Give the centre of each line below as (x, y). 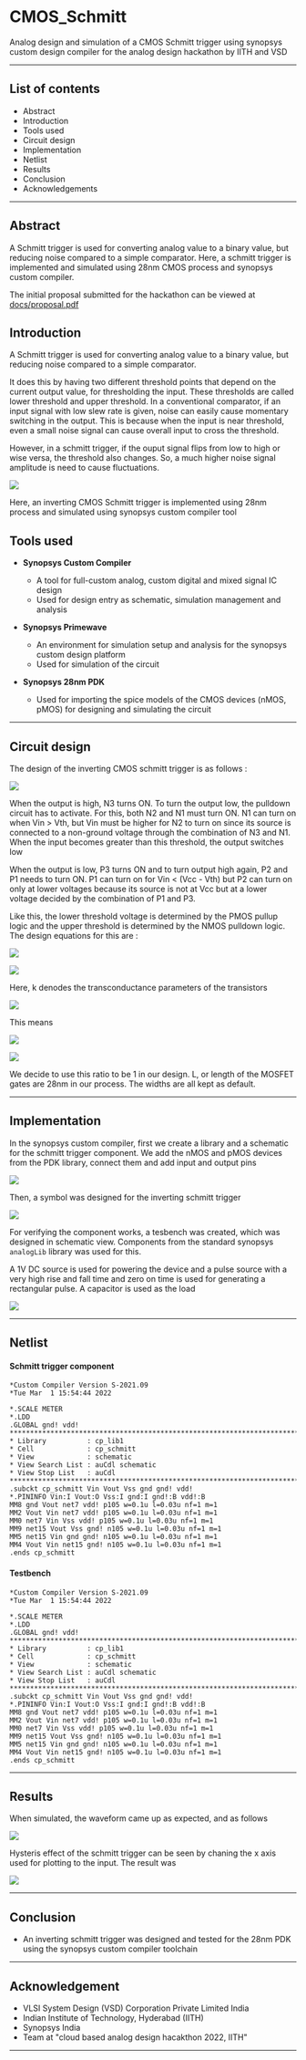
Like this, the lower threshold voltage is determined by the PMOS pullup (144, 916)
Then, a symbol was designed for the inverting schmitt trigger (125, 1197)
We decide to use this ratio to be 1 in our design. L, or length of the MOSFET (152, 1074)
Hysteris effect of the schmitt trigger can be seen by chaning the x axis (143, 1853)
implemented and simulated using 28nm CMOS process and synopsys (141, 267)
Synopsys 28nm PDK (63, 682)
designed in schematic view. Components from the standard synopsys (142, 1242)
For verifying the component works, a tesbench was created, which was (145, 1232)
